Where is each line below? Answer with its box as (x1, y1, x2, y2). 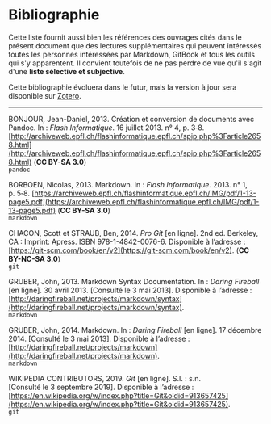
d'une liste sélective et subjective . (8, 66, 125, 76)
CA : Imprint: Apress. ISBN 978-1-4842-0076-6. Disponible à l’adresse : (8, 237, 246, 246)
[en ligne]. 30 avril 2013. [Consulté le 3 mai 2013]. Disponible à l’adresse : (8, 285, 252, 295)
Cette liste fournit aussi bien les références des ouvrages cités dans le (8, 32, 242, 42)
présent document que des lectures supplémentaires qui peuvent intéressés (8, 40, 262, 50)
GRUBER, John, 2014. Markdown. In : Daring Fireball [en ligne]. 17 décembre (8, 325, 262, 334)
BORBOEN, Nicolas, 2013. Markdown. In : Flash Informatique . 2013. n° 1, (8, 179, 248, 189)
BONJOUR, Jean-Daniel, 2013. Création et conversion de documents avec (8, 114, 255, 124)
